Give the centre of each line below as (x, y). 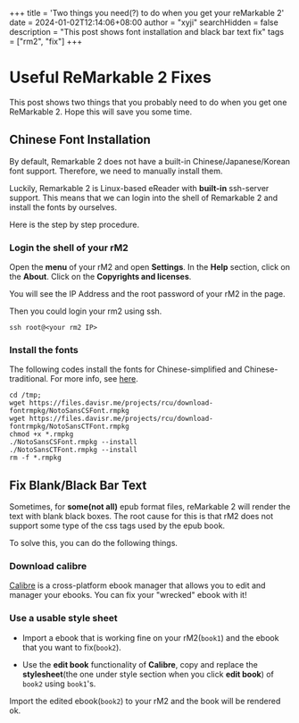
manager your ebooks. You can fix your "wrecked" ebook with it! (128, 595)
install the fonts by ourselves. (63, 207)
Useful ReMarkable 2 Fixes (110, 77)
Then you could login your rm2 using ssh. (86, 311)
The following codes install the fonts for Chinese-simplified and (126, 369)
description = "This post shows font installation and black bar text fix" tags (146, 32)
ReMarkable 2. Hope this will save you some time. (101, 112)
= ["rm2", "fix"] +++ (46, 41)
